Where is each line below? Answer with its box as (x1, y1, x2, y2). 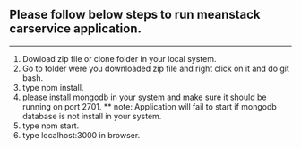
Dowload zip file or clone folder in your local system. (21, 53, 217, 64)
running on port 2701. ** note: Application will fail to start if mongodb (21, 101, 278, 111)
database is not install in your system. (21, 110, 162, 121)
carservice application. (9, 22, 142, 37)
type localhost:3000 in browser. (21, 129, 141, 140)
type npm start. (21, 120, 80, 131)
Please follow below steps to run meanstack (9, 7, 262, 22)
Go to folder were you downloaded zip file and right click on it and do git (21, 63, 289, 74)
